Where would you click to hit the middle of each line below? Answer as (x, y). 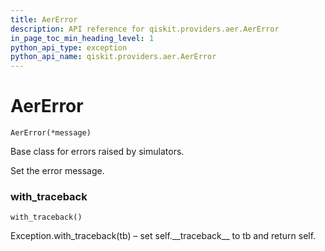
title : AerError (44, 19)
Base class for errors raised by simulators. (97, 152)
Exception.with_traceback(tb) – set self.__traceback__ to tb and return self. (163, 236)
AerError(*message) (51, 133)
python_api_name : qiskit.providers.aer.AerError (113, 57)
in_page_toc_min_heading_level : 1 (82, 38)
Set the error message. (57, 171)
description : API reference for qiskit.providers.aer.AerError (145, 29)
